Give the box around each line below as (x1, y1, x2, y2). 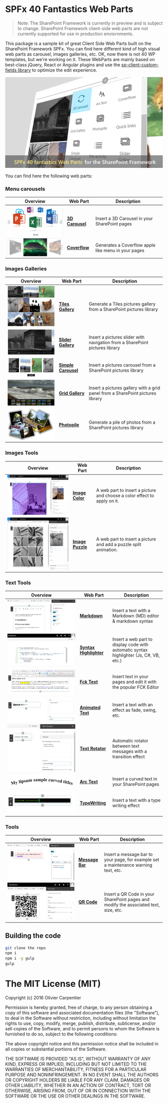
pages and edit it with (112, 679, 156, 685)
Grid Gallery (58, 390, 85, 396)
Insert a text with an (112, 702, 153, 708)
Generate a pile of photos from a (88, 419, 156, 425)
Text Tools (5, 580, 31, 587)
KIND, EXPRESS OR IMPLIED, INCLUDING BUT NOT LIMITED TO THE (5, 1061, 147, 1067)
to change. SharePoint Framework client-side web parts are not (17, 25, 148, 31)
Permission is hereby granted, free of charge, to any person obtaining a (5, 1004, 152, 1010)
